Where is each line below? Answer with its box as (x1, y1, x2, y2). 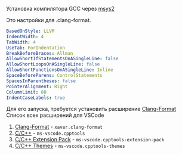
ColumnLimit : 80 (6, 89, 47, 95)
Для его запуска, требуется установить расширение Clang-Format (6, 106, 177, 113)
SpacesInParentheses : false (6, 77, 76, 84)
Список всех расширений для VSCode (6, 111, 104, 119)
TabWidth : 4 (6, 39, 36, 45)
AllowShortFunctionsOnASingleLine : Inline (6, 67, 113, 73)
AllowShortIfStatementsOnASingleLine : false (6, 56, 119, 62)
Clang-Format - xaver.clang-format (14, 123, 103, 131)
